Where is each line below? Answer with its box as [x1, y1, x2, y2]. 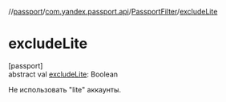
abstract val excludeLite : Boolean [8, 69, 119, 79]
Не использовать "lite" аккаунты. [8, 84, 122, 94]
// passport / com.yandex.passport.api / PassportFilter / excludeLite [8, 7, 218, 16]
